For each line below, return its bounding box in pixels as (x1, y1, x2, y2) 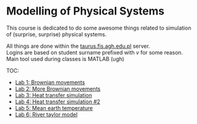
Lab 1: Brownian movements (15, 79, 85, 86)
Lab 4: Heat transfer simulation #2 (15, 98, 101, 105)
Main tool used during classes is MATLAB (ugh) (6, 55, 124, 62)
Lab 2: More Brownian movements (15, 85, 101, 92)
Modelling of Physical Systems (6, 4, 165, 18)
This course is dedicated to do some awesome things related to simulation (6, 24, 192, 31)
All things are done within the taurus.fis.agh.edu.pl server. (6, 42, 150, 50)
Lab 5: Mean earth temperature (15, 104, 93, 111)
